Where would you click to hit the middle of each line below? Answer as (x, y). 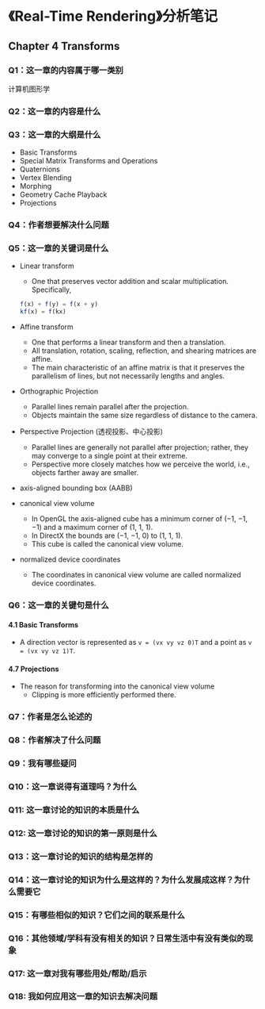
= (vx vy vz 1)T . (47, 650)
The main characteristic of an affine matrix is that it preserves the (138, 368)
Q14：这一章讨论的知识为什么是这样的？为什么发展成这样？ (121, 880)
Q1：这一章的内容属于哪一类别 (66, 70)
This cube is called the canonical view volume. (108, 544)
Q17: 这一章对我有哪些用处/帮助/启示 (78, 973)
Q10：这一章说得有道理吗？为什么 (72, 787)
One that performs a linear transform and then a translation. (129, 343)
